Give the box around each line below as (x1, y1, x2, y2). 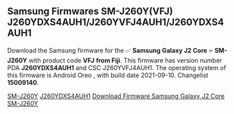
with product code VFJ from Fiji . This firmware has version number (29, 56, 222, 65)
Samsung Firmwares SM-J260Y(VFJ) (7, 6, 173, 17)
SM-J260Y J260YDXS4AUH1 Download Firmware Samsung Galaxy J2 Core (7, 92, 225, 100)
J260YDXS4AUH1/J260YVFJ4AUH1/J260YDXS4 (7, 17, 224, 28)
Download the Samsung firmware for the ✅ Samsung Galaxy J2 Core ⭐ (7, 46, 213, 54)
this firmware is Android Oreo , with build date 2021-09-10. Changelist (7, 71, 209, 79)
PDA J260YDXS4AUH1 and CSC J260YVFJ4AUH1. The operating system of (7, 63, 226, 72)
